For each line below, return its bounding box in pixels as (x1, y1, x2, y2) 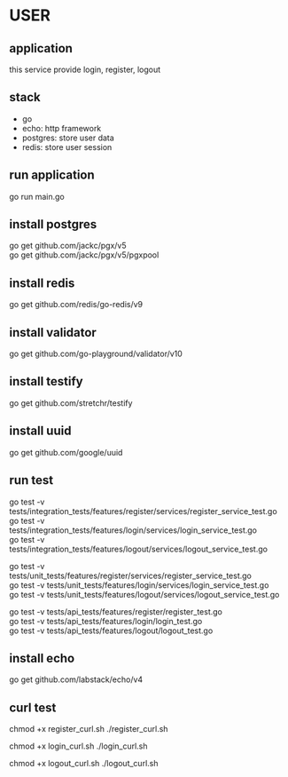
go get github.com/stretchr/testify (9, 397, 133, 408)
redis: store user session (21, 141, 113, 152)
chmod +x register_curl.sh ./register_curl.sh (9, 724, 168, 734)
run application (9, 168, 95, 183)
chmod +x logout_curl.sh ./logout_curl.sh (9, 758, 159, 769)
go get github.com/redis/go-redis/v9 (9, 299, 144, 310)
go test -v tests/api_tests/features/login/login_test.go (9, 615, 203, 626)
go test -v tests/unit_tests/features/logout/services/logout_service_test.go (9, 589, 280, 599)
